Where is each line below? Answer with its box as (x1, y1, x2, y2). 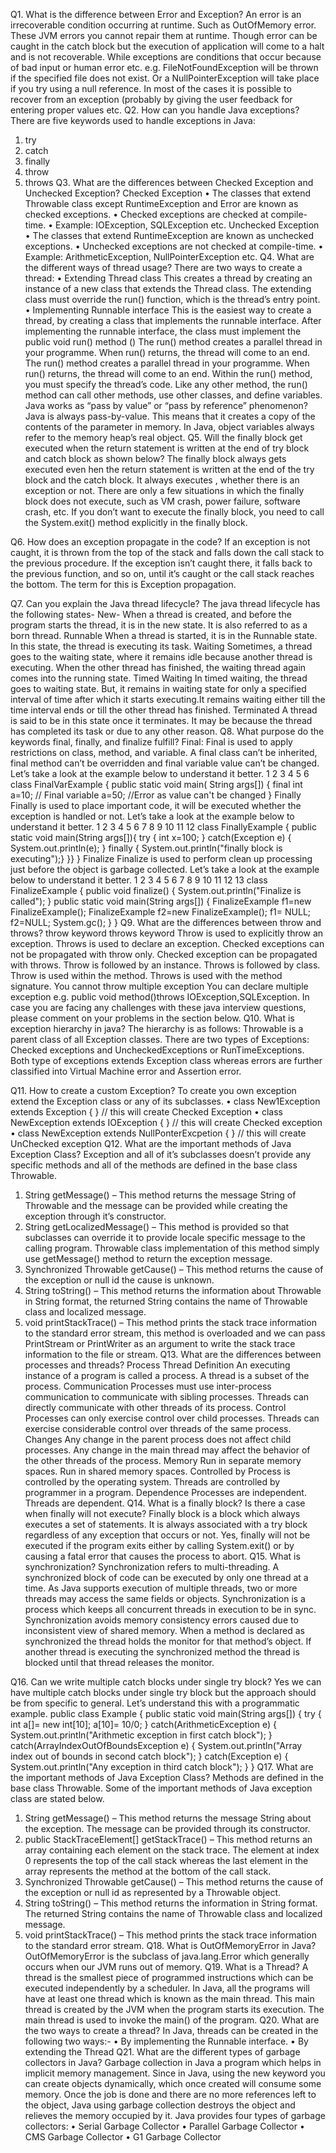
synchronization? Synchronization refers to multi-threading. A (24, 1561, 280, 1573)
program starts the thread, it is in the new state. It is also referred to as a (10, 619, 308, 631)
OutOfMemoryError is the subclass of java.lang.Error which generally (24, 1950, 310, 1962)
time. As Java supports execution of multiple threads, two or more (24, 1582, 298, 1594)
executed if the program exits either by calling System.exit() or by (24, 1540, 295, 1551)
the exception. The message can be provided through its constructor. (24, 1823, 311, 1834)
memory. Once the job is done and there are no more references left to (24, 2089, 317, 2100)
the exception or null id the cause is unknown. (24, 1274, 215, 1286)
